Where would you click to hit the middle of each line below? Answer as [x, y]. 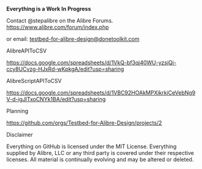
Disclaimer [20, 135]
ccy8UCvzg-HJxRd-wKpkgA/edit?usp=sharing [65, 69]
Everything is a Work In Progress [49, 9]
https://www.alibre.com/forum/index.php [58, 27]
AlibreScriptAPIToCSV [34, 81]
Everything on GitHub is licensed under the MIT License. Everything [92, 146]
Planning [17, 111]
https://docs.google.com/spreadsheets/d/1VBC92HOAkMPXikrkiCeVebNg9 [101, 93]
